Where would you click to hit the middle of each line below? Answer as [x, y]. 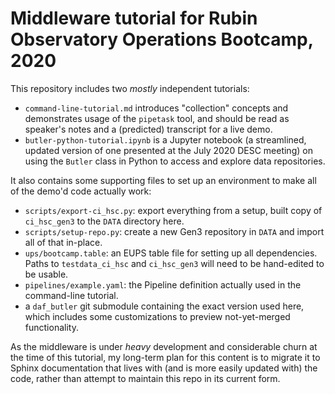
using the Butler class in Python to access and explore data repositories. [175, 161]
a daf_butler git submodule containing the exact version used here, [164, 306]
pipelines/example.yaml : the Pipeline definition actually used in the [163, 284]
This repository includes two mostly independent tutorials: [130, 88]
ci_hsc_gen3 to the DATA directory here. [104, 221]
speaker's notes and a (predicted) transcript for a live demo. [148, 129]
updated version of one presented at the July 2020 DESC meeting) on [168, 150]
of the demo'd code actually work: [81, 191]
